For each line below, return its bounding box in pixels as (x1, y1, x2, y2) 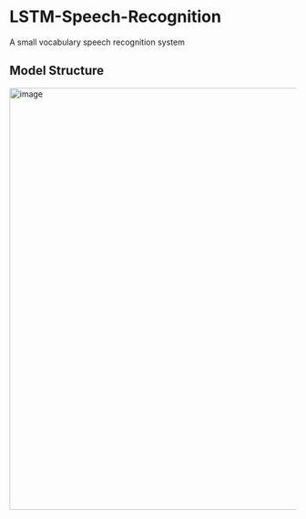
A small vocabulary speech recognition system (9, 36, 185, 47)
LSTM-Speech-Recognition (9, 6, 221, 27)
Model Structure (9, 63, 105, 78)
